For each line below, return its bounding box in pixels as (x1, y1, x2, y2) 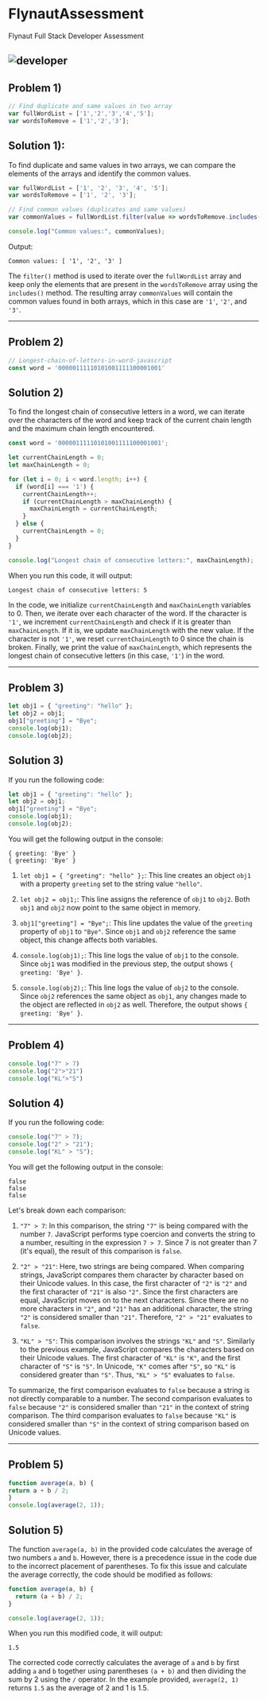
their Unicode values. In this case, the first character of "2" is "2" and (19, 1278, 248, 1288)
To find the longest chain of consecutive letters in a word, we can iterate (8, 407, 245, 417)
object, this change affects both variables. (19, 935, 158, 945)
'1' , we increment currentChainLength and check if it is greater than (8, 617, 232, 627)
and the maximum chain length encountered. (8, 424, 155, 433)
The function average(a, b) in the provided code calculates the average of (8, 1544, 253, 1554)
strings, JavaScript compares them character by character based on (19, 1270, 244, 1279)
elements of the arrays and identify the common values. (8, 169, 192, 178)
